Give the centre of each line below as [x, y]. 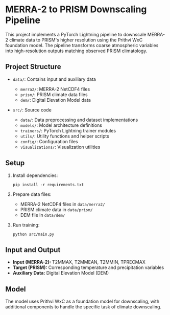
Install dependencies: [35, 175]
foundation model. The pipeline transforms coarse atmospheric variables [82, 45]
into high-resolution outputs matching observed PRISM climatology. [76, 51]
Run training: [26, 225]
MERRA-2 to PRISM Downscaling [76, 9]
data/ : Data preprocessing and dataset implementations [79, 120]
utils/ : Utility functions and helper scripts [65, 136]
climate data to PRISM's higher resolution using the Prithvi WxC [76, 40]
